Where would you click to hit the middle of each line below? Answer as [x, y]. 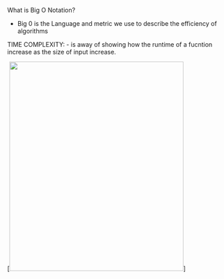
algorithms [33, 31]
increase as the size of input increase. [62, 52]
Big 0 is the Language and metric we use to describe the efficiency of [117, 23]
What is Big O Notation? [41, 10]
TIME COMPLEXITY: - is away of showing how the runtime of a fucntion [110, 44]
